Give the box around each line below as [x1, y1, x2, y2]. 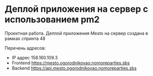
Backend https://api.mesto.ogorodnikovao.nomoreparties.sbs [11, 65, 137, 71]
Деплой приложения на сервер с [4, 3, 149, 15]
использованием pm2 [4, 14, 100, 25]
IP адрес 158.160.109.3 [11, 54, 58, 60]
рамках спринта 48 [4, 36, 45, 41]
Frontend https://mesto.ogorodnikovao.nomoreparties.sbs [11, 60, 130, 66]
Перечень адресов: [4, 45, 46, 51]
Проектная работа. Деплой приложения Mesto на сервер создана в [4, 30, 149, 36]
